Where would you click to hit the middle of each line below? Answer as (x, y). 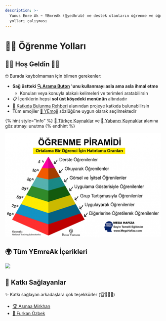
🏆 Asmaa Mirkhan (31, 306)
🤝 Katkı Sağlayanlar (36, 282)
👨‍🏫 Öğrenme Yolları (46, 46)
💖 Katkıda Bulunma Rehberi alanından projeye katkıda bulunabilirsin (81, 106)
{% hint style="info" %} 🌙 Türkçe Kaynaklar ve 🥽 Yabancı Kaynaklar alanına (82, 121)
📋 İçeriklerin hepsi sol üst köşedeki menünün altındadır (70, 99)
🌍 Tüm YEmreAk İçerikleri (46, 252)
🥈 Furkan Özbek (29, 314)
